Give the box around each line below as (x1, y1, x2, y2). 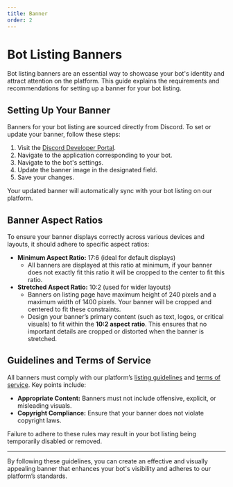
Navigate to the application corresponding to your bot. (17, 151, 173, 160)
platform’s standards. (7, 472, 68, 480)
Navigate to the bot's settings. (17, 158, 104, 167)
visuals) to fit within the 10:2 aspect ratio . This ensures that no (27, 320, 207, 329)
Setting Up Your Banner (7, 104, 111, 116)
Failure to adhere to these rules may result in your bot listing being (7, 429, 196, 438)
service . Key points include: (7, 380, 87, 389)
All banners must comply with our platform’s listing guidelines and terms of (7, 373, 221, 381)
